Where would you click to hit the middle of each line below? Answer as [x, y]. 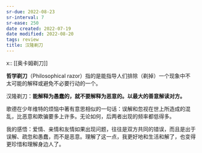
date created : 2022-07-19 [38, 28]
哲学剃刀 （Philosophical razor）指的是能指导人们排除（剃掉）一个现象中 [96, 76]
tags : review [23, 40]
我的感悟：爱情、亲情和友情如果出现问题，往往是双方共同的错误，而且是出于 [101, 129]
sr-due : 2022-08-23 [31, 12]
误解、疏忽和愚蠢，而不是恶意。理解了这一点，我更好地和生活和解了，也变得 [101, 136]
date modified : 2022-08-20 [40, 34]
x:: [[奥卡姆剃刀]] [27, 63]
